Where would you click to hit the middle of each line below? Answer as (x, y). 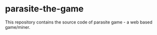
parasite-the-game (44, 9)
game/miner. (18, 27)
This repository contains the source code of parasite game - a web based (79, 22)
